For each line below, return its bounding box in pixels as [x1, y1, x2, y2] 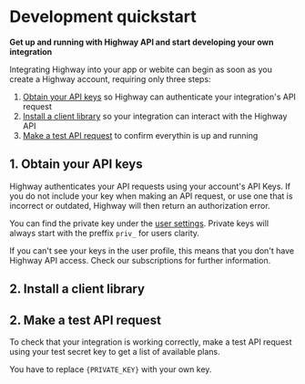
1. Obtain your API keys [9, 157, 143, 172]
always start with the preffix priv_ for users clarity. [9, 227, 200, 238]
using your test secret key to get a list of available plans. [9, 346, 220, 357]
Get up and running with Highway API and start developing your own [9, 36, 274, 47]
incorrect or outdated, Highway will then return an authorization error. [9, 200, 270, 211]
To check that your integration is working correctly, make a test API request [9, 336, 293, 348]
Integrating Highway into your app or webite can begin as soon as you [9, 64, 273, 75]
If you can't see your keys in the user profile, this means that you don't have [9, 244, 295, 256]
